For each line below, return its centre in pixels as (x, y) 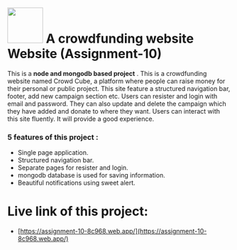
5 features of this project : (53, 137)
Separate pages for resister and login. (73, 168)
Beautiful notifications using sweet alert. (77, 183)
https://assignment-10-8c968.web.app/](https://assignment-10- (114, 232)
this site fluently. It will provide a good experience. (81, 119)
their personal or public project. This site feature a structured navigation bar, (119, 88)
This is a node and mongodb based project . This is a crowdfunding (107, 73)
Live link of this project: (78, 211)
